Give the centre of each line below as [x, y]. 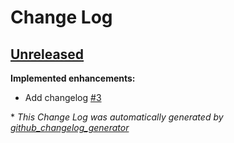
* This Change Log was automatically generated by [117, 117]
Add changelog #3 [63, 97]
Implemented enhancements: [73, 78]
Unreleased [47, 54]
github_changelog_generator [70, 127]
